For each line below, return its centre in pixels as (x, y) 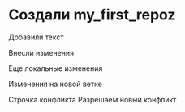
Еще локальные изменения (56, 68)
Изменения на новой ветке (56, 84)
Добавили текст (36, 37)
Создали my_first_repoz (92, 15)
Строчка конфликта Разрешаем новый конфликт (92, 99)
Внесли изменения (41, 52)
